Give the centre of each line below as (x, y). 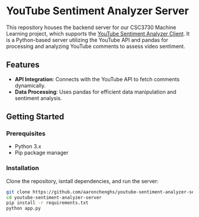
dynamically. (30, 85)
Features (23, 65)
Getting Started (35, 117)
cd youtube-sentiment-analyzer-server (54, 197)
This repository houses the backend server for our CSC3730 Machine (91, 27)
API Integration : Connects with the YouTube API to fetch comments (97, 79)
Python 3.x (28, 146)
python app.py (24, 209)
